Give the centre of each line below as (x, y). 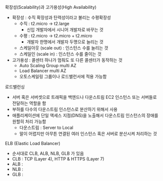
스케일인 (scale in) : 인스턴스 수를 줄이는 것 (60, 54)
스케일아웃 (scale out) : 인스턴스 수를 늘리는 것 (64, 48)
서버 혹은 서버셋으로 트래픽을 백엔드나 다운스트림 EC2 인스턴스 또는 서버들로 (84, 97)
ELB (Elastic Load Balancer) (33, 143)
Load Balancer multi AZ (43, 71)
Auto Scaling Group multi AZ (48, 65)
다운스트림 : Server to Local (46, 127)
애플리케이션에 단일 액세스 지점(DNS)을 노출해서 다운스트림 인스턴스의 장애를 (85, 115)
